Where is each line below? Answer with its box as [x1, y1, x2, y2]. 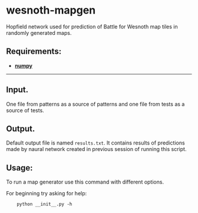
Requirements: [6, 47, 62, 57]
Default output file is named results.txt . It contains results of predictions [6, 139, 185, 146]
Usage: [6, 163, 34, 173]
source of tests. [6, 107, 44, 114]
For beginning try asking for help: [6, 190, 87, 197]
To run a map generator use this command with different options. [6, 178, 164, 186]
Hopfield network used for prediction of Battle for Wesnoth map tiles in [6, 23, 178, 30]
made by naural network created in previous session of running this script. [6, 146, 187, 153]
